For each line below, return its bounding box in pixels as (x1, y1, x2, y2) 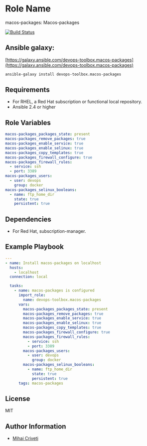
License (5, 394, 30, 403)
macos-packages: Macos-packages (5, 19, 80, 25)
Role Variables (5, 118, 51, 127)
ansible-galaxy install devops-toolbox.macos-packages (5, 72, 122, 77)
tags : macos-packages (18, 381, 64, 386)
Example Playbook (5, 243, 64, 251)
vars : (18, 302, 30, 307)
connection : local (9, 275, 48, 280)
